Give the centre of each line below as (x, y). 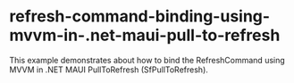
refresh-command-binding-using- (140, 17)
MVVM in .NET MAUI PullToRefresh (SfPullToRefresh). (109, 70)
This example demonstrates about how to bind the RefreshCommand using (147, 60)
